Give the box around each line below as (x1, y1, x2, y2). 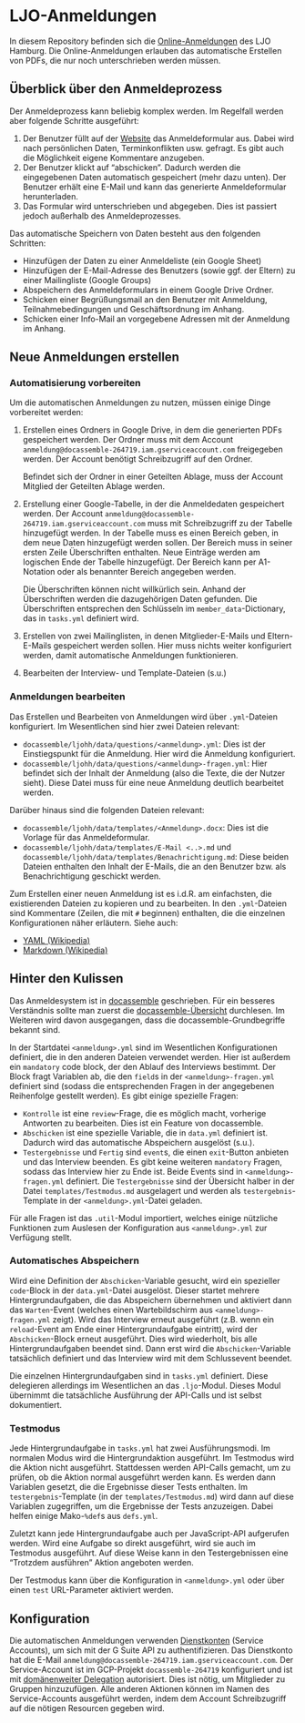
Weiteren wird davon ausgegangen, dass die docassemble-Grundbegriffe (9, 1014, 285, 1025)
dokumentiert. (9, 1399, 62, 1410)
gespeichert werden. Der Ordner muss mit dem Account (22, 434, 234, 445)
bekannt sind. (9, 1024, 61, 1035)
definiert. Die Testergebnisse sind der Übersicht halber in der (66, 1176, 295, 1187)
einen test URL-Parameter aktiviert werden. (9, 1585, 174, 1596)
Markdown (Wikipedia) (22, 944, 108, 955)
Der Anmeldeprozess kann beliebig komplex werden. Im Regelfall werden (9, 106, 284, 117)
